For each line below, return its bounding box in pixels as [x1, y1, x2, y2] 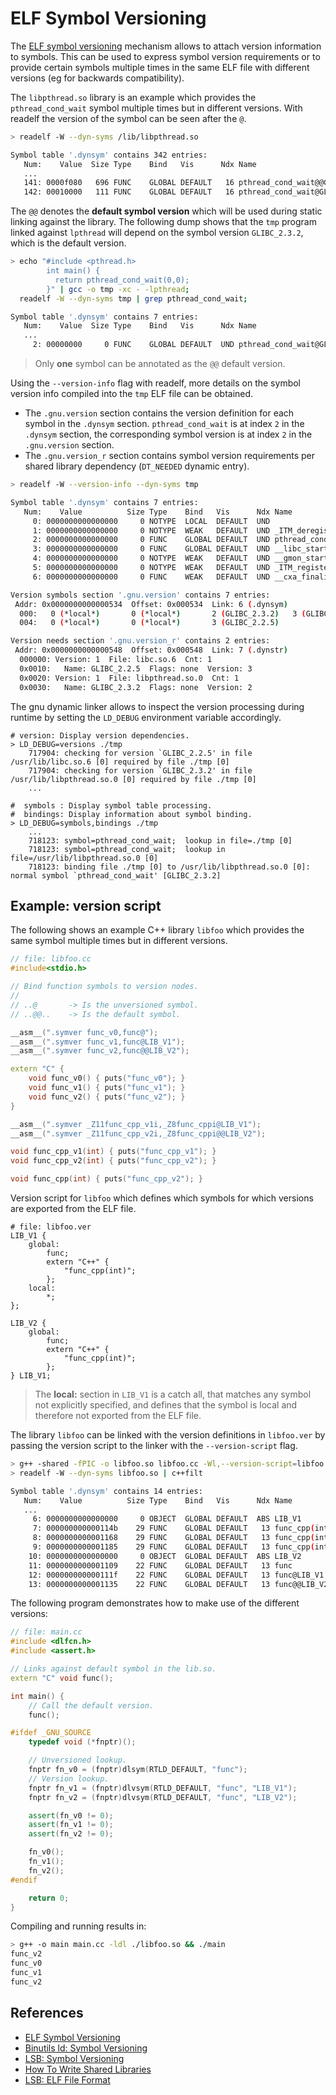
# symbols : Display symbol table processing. [10, 800, 213, 811]
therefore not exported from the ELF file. [34, 1410, 202, 1421]
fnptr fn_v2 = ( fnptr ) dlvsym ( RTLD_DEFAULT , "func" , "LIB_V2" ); [28, 1792, 298, 1802]
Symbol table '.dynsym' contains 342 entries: [10, 150, 208, 160]
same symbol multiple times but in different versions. [10, 935, 228, 947]
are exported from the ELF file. [10, 1203, 137, 1214]
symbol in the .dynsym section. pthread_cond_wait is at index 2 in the [24, 418, 305, 430]
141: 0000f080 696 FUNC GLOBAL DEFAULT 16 [23, 178, 235, 188]
